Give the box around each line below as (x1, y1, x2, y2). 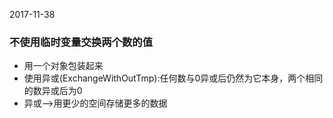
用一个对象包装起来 (23, 60, 104, 72)
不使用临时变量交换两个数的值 (9, 35, 154, 49)
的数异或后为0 (23, 85, 83, 97)
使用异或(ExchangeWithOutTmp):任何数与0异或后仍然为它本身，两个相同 (23, 72, 324, 84)
